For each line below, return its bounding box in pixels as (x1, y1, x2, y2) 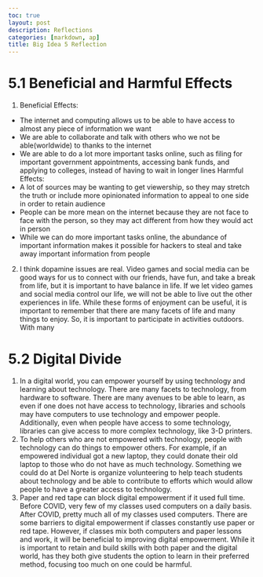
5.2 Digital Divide (8, 350, 122, 368)
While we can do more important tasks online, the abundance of (19, 232, 228, 242)
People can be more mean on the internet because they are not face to (19, 207, 249, 217)
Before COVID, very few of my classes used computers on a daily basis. (19, 502, 253, 510)
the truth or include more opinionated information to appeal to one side (19, 191, 250, 200)
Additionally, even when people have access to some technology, (19, 418, 232, 427)
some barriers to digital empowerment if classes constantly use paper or (19, 518, 255, 527)
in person (19, 225, 51, 234)
